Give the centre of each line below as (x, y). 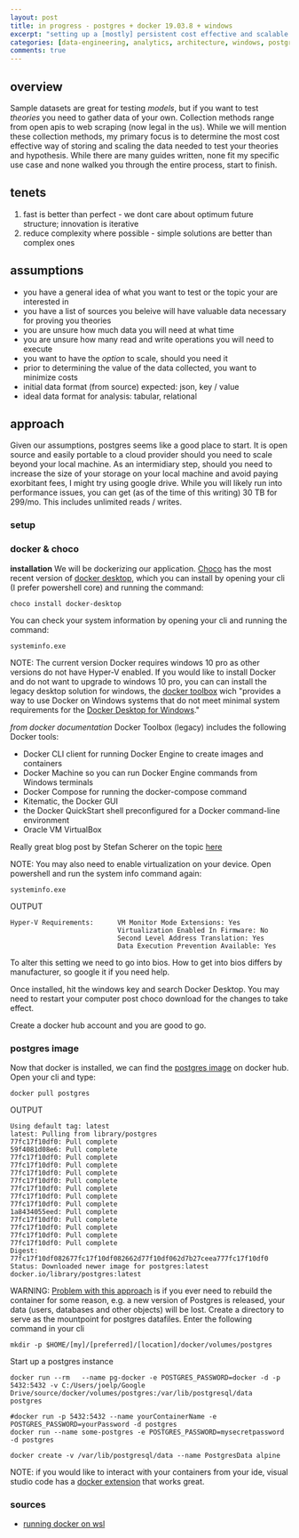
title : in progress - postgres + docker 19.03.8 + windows (122, 26)
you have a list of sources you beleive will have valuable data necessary (154, 311)
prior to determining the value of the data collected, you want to (139, 368)
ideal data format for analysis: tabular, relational (110, 396)
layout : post (34, 17)
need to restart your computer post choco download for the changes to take (149, 999)
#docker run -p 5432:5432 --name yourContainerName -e (114, 1416)
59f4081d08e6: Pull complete (64, 1149)
